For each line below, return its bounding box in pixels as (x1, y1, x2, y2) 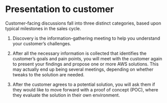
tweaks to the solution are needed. (12, 71, 85, 77)
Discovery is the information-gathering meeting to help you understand (12, 35, 160, 41)
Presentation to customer (5, 4, 114, 15)
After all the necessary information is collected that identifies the (12, 50, 147, 56)
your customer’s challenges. (12, 40, 71, 46)
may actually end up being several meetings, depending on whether (12, 66, 153, 72)
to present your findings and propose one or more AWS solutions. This (12, 61, 159, 67)
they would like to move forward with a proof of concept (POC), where (12, 86, 158, 92)
